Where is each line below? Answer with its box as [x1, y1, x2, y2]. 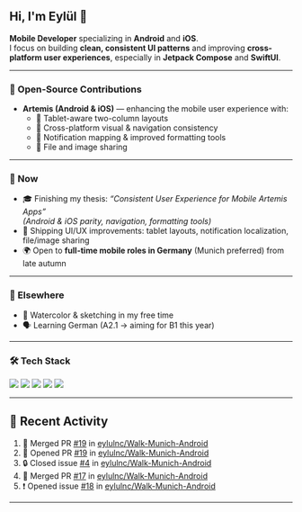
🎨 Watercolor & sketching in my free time [22, 310, 174, 320]
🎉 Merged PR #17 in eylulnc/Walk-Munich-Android [22, 470, 209, 481]
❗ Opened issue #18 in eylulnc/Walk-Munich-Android [22, 481, 216, 491]
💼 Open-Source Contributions [9, 83, 142, 95]
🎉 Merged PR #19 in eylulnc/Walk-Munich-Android [22, 437, 209, 448]
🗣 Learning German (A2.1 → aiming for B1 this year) [22, 319, 215, 330]
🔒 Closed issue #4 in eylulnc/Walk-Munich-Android [22, 457, 212, 468]
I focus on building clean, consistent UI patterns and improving [9, 42, 245, 53]
